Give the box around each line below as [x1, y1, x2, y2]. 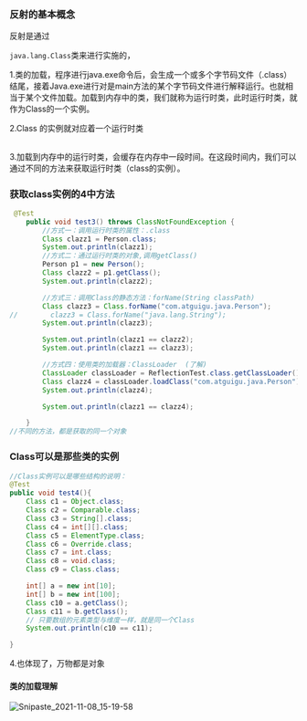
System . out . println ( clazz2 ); [42, 277, 153, 286]
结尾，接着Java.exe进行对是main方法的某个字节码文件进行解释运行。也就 [9, 80, 286, 92]
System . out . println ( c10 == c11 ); [26, 623, 153, 633]
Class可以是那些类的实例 [9, 450, 120, 463]
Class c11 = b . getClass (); [26, 607, 129, 616]
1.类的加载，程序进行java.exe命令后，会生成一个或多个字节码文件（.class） [9, 69, 292, 80]
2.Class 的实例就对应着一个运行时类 [9, 123, 144, 134]
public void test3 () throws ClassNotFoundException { [26, 217, 235, 226]
